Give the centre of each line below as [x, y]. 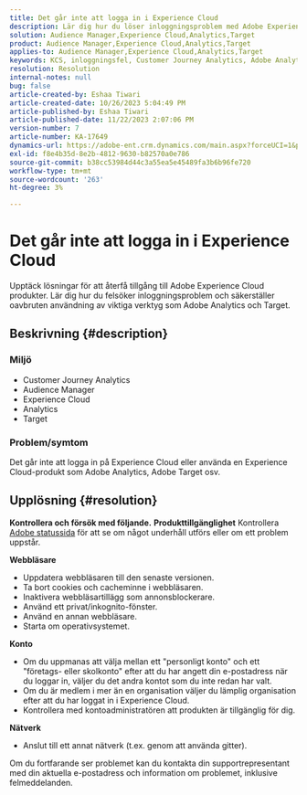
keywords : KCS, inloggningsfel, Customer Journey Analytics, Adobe [141, 60]
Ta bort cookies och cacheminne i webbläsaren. [113, 587]
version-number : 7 [44, 129]
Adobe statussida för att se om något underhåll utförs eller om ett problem [149, 532]
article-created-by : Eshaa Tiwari [75, 94]
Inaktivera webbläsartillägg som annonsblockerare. [119, 597]
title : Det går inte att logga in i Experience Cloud [114, 18]
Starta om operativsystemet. [76, 626]
